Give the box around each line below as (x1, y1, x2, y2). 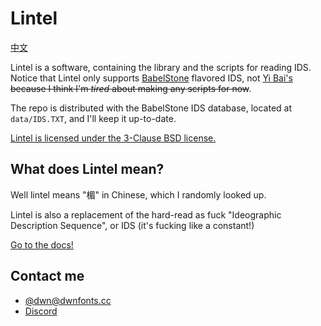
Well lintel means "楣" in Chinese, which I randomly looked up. (10, 188, 267, 201)
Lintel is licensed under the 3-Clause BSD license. (10, 132, 217, 144)
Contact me (10, 268, 85, 285)
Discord (24, 305, 58, 317)
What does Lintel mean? (10, 161, 165, 178)
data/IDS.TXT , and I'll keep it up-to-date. (10, 112, 177, 124)
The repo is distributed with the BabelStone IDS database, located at (10, 102, 293, 114)
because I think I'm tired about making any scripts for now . (10, 82, 252, 94)
